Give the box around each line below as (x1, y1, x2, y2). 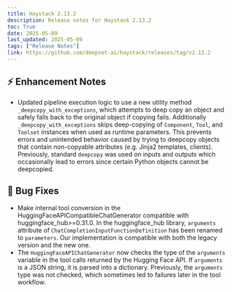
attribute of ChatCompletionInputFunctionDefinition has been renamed (17, 226, 223, 234)
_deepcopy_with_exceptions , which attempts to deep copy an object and (17, 105, 225, 114)
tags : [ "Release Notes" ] (7, 43, 80, 50)
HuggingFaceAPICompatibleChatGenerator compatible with (17, 211, 189, 219)
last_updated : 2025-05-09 (7, 36, 82, 43)
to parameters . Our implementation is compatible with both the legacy (17, 233, 217, 242)
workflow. (17, 277, 46, 286)
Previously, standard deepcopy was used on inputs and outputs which (17, 149, 216, 158)
